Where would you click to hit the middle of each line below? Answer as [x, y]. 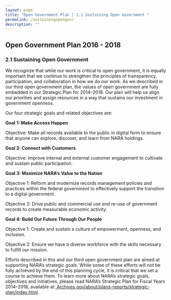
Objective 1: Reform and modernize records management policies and [79, 183]
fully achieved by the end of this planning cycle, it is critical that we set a [82, 270]
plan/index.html [22, 292]
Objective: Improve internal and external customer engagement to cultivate [84, 158]
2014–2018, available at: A [33, 287]
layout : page [19, 10]
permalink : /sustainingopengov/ [40, 19]
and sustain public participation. [39, 163]
